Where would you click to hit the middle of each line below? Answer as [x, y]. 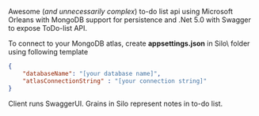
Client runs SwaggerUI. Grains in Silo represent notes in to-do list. [116, 103]
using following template [48, 52]
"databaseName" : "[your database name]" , [91, 73]
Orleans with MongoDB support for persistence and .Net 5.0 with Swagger [130, 20]
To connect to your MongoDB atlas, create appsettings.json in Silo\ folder [129, 43]
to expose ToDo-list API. [48, 28]
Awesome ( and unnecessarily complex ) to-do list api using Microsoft [121, 11]
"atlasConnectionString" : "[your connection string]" [115, 81]
